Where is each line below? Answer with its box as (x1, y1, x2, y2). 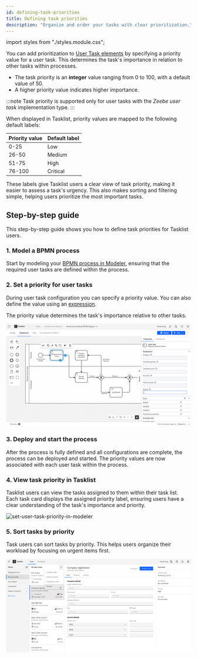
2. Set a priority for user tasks (6, 281, 93, 289)
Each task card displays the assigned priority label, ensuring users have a (6, 495, 184, 502)
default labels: (6, 122, 40, 129)
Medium (47, 151, 67, 158)
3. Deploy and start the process (6, 435, 98, 443)
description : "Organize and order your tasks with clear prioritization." (6, 22, 193, 28)
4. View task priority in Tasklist (6, 475, 96, 484)
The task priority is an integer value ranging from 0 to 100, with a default (14, 74, 191, 81)
